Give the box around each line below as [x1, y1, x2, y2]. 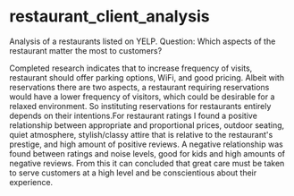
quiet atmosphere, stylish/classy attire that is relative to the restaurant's [9, 129, 273, 140]
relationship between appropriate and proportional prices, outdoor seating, [9, 119, 285, 131]
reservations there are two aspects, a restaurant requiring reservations [9, 81, 270, 92]
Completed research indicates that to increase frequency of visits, [9, 63, 253, 73]
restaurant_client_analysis [9, 6, 210, 27]
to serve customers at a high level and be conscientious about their [9, 167, 257, 178]
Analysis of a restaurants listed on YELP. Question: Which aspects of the [9, 36, 276, 47]
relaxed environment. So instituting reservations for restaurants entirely [9, 100, 272, 111]
